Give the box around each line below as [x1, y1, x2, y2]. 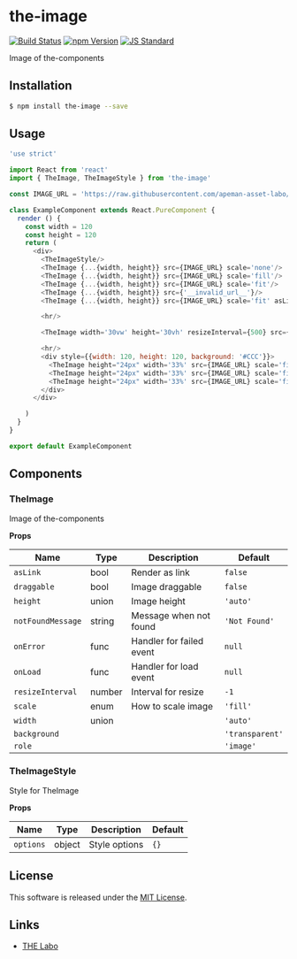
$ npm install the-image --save [9, 102, 128, 111]
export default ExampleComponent [9, 441, 133, 450]
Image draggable [131, 580, 202, 593]
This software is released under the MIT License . [9, 892, 187, 902]
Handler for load [131, 660, 199, 672]
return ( [25, 239, 57, 248]
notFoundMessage [13, 616, 82, 625]
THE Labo [21, 940, 59, 952]
